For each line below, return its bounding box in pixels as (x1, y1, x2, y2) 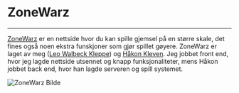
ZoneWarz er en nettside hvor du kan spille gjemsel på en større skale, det (7, 34, 225, 43)
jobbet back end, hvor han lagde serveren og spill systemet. (7, 65, 184, 73)
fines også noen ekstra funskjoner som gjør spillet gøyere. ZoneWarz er (7, 42, 217, 50)
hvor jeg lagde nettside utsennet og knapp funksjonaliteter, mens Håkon (7, 57, 218, 65)
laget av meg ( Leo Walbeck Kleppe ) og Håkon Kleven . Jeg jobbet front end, (7, 49, 229, 58)
